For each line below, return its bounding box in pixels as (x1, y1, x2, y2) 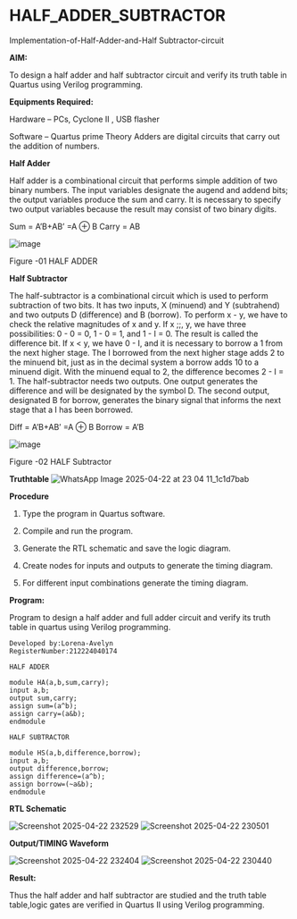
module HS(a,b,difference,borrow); (9, 748, 142, 757)
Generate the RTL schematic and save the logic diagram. (21, 543, 232, 553)
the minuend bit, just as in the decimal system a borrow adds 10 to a (9, 357, 260, 367)
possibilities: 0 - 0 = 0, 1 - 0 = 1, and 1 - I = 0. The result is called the (9, 328, 259, 339)
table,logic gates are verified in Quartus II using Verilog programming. (9, 899, 265, 910)
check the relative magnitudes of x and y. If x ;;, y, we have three (9, 318, 247, 329)
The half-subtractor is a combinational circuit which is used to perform (9, 290, 269, 300)
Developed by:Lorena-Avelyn (9, 638, 114, 648)
